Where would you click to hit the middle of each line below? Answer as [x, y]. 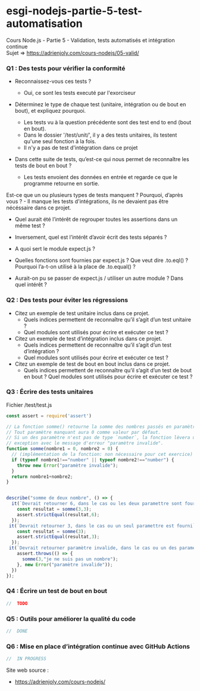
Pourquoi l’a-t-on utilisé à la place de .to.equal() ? [75, 267]
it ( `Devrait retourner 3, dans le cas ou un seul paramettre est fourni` [102, 526]
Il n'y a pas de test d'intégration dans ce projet [81, 148]
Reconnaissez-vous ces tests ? [53, 81]
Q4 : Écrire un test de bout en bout [57, 591]
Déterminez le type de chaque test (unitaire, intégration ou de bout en [100, 104]
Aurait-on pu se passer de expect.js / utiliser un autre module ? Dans [99, 278]
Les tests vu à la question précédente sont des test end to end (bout [107, 122]
